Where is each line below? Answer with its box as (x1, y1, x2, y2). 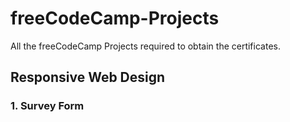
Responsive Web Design (10, 69, 166, 86)
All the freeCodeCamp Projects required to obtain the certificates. (10, 40, 281, 52)
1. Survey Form (10, 99, 85, 113)
